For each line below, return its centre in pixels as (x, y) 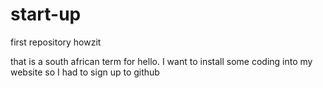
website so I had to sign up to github (85, 72)
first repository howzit (56, 42)
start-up (46, 14)
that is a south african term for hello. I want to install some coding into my (161, 61)
